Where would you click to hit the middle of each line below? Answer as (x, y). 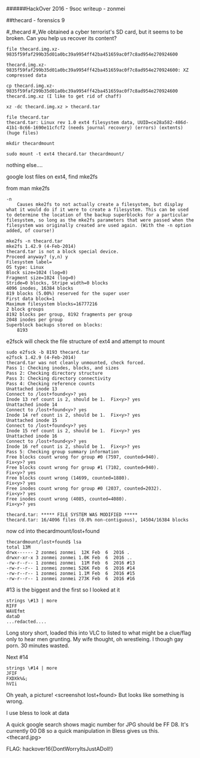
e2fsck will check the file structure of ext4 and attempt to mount (85, 341)
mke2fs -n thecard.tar (34, 241)
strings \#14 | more (32, 668)
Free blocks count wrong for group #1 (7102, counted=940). (83, 468)
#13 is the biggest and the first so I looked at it (63, 590)
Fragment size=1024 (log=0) (41, 278)
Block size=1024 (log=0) (37, 272)
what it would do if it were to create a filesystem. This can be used (97, 210)
